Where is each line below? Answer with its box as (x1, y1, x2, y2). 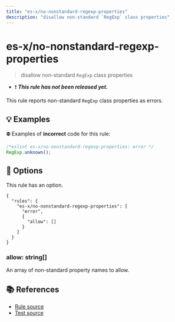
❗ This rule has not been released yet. (14, 83, 108, 90)
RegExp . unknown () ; (6, 149, 51, 155)
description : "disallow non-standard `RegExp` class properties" (6, 14, 170, 20)
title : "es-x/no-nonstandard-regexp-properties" (6, 8, 128, 15)
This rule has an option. (6, 181, 64, 188)
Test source (14, 309, 44, 316)
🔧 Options (6, 166, 43, 176)
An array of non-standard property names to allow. (6, 266, 130, 274)
